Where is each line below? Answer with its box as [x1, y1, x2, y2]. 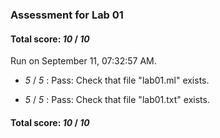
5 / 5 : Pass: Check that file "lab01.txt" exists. [24, 94, 210, 106]
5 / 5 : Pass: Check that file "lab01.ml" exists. [24, 74, 210, 87]
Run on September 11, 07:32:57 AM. [10, 55, 157, 67]
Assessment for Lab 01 [10, 8, 124, 22]
